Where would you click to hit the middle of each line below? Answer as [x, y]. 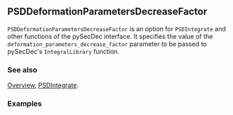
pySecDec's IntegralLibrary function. [63, 51]
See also [22, 70]
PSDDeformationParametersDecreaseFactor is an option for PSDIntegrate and [117, 28]
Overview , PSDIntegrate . [43, 85]
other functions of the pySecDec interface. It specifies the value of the [110, 36]
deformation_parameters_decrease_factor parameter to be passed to [107, 44]
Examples [25, 104]
